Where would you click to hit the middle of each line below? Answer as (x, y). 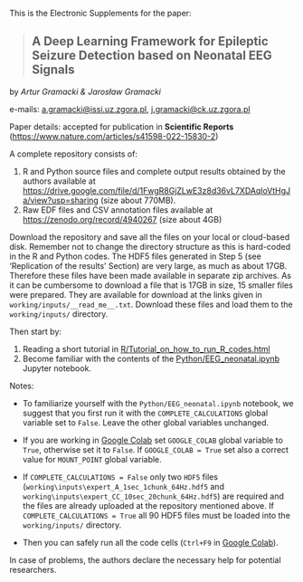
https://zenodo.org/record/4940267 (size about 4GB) (122, 219)
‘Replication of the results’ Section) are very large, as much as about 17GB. (148, 265)
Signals (53, 70)
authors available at (59, 181)
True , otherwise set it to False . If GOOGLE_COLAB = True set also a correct (156, 449)
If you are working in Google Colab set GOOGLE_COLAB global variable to (152, 440)
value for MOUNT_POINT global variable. (92, 459)
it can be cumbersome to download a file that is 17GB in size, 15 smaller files (151, 285)
